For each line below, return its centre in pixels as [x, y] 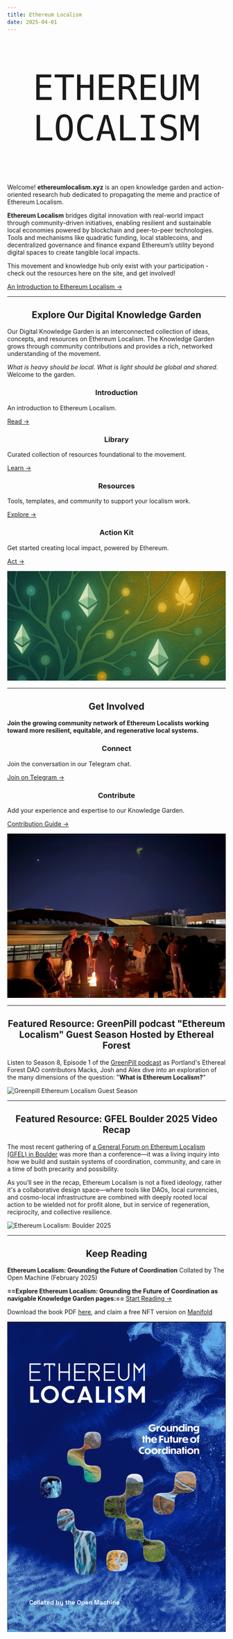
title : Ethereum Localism [44, 15]
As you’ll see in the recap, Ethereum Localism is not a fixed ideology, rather [115, 1182]
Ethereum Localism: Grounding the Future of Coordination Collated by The [116, 1270]
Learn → [19, 468]
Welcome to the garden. [42, 375]
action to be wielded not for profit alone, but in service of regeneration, [109, 1204]
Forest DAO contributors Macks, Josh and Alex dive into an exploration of [112, 1069]
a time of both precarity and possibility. [63, 1169]
